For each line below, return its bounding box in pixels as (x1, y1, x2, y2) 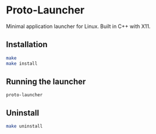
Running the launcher (6, 76, 86, 86)
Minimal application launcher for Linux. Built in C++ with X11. (6, 23, 151, 30)
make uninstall (6, 124, 43, 129)
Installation (6, 40, 48, 50)
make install (6, 61, 38, 66)
